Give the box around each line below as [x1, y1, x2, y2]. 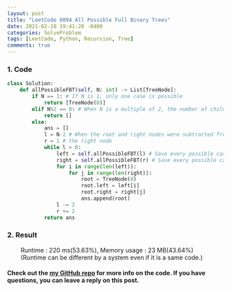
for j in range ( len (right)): [68, 170, 153, 176]
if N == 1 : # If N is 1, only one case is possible [32, 93, 184, 100]
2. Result [7, 231, 38, 240]
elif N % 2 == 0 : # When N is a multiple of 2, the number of [32, 106, 208, 113]
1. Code [7, 65, 33, 74]
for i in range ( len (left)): [56, 163, 137, 170]
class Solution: [7, 80, 54, 87]
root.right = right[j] [80, 189, 146, 196]
